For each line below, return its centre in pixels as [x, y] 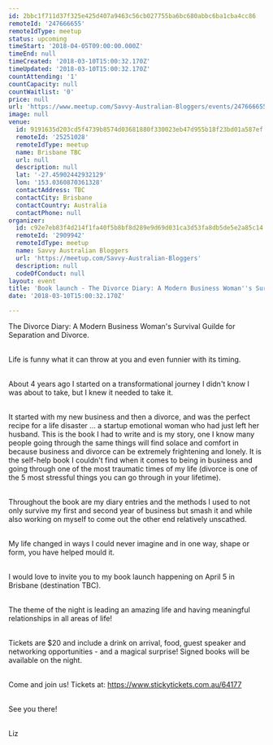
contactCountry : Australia [61, 205]
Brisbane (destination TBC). [55, 585]
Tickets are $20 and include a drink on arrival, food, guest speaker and [127, 643]
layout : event [32, 281]
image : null [28, 115]
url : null [32, 160]
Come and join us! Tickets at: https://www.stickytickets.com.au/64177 [125, 684]
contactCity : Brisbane [54, 197]
